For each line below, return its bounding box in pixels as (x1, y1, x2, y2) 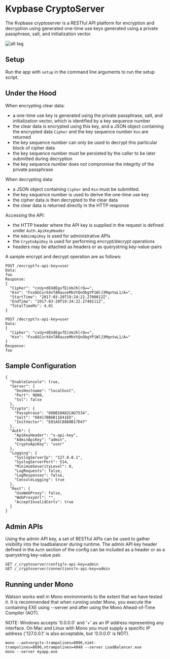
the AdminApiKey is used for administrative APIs (12, 232, 111, 239)
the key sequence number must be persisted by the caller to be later (12, 150, 156, 156)
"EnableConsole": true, (10, 379, 60, 384)
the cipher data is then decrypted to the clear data (12, 197, 118, 203)
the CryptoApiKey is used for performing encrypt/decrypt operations (12, 238, 155, 244)
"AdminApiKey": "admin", (14, 437, 67, 442)
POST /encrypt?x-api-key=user (5, 263, 70, 268)
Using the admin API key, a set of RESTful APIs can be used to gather (5, 536, 150, 542)
